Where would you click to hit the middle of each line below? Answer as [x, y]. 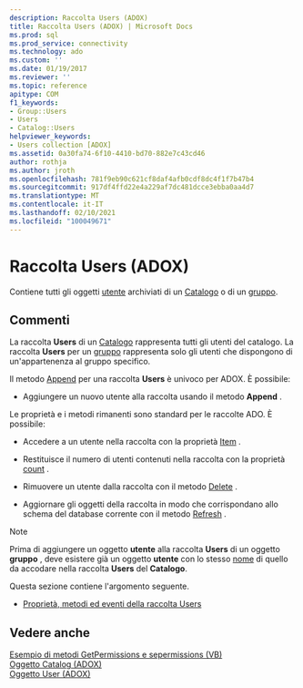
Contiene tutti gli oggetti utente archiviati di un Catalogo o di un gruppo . [144, 292]
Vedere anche [50, 633]
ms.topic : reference [49, 86]
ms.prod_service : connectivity [69, 43]
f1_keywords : [34, 103]
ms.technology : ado [46, 52]
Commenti [40, 320]
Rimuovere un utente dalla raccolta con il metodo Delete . [130, 487]
